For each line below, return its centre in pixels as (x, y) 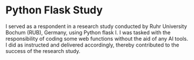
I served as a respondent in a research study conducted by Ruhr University (96, 26)
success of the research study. (43, 51)
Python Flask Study (54, 10)
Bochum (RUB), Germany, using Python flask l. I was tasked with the (88, 32)
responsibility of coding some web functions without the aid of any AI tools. (97, 38)
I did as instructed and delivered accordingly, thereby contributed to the (93, 45)
